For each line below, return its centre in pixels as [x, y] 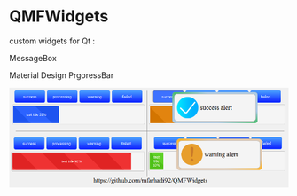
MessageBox [33, 58]
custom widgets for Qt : [52, 41]
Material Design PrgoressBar [62, 75]
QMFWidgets [59, 16]
